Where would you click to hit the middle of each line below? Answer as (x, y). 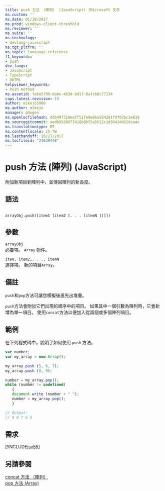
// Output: (16, 413)
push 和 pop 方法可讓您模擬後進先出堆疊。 (46, 295)
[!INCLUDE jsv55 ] (22, 447)
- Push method (20, 89)
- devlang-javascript (28, 43)
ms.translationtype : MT (30, 127)
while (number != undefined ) (35, 385)
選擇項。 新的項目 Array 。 (31, 265)
